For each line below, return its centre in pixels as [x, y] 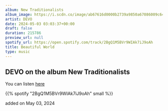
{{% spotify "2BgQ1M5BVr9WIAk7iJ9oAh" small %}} [59, 93]
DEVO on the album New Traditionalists [67, 72]
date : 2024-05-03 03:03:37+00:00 [40, 24]
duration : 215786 [23, 33]
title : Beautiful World [30, 47]
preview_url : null [24, 38]
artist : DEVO [19, 19]
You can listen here [25, 84]
